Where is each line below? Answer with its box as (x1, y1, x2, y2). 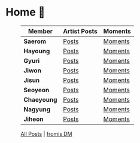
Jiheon (23, 115, 44, 123)
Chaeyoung (23, 95, 57, 104)
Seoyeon (23, 86, 50, 94)
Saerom (23, 37, 46, 45)
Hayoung (23, 47, 50, 55)
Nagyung (23, 105, 51, 113)
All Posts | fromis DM (20, 130, 72, 137)
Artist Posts (63, 27, 98, 35)
